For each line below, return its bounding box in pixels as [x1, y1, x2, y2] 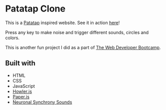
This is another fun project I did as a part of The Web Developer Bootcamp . [5, 44, 161, 50]
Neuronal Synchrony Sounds [12, 99, 72, 105]
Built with [5, 59, 36, 68]
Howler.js [12, 88, 32, 94]
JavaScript [12, 83, 35, 89]
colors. [5, 35, 20, 41]
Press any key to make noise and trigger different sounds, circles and [5, 29, 149, 35]
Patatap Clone [5, 3, 66, 15]
